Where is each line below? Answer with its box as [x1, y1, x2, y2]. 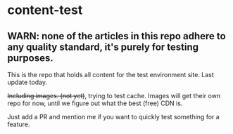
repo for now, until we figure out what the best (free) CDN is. [7, 99, 183, 107]
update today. [7, 78, 48, 86]
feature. [7, 120, 30, 128]
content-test [7, 2, 83, 18]
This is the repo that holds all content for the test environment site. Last [7, 71, 215, 79]
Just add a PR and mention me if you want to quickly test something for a [7, 113, 220, 121]
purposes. [7, 52, 54, 64]
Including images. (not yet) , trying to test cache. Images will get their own [7, 92, 220, 100]
